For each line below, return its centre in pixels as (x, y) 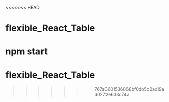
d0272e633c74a (112, 95)
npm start (26, 52)
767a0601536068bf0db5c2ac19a (130, 89)
